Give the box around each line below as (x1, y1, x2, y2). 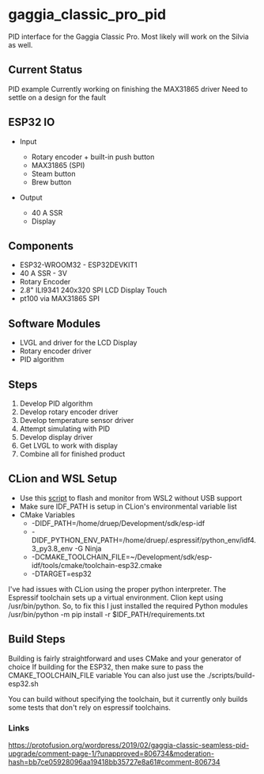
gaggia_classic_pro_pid (8, 6, 167, 24)
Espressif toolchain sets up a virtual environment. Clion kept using (8, 593, 224, 602)
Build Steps (8, 632, 66, 646)
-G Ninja (74, 543, 102, 553)
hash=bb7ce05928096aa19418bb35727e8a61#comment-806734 (8, 757, 221, 766)
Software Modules (8, 317, 101, 330)
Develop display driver (19, 433, 93, 441)
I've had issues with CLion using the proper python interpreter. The (8, 584, 227, 593)
